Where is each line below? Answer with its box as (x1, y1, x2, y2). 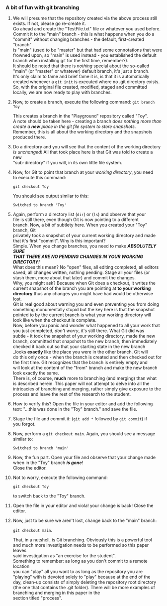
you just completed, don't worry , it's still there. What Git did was (12, 328, 145, 334)
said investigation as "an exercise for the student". (12, 553, 116, 559)
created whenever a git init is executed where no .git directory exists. (12, 79, 160, 85)
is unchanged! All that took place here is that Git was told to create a (12, 149, 153, 155)
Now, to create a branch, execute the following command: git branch (12, 99, 155, 105)
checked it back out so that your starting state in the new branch (12, 344, 146, 350)
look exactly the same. (12, 370, 59, 376)
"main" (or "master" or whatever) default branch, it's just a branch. (12, 68, 150, 74)
